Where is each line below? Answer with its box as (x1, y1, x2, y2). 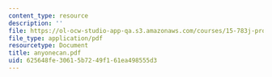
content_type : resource (8, 11, 89, 20)
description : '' (8, 19, 63, 27)
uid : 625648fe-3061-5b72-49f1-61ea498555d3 (8, 57, 158, 65)
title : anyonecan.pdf (8, 49, 82, 57)
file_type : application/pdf (8, 34, 104, 43)
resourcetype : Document (8, 42, 89, 50)
